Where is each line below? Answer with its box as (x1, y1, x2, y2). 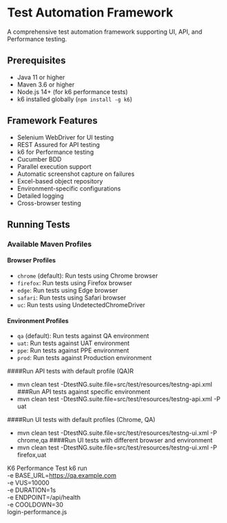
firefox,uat (17, 451, 47, 459)
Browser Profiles (7, 256, 56, 265)
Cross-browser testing (17, 199, 81, 207)
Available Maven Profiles (7, 239, 92, 249)
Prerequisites (7, 55, 66, 67)
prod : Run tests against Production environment (17, 354, 152, 362)
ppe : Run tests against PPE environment (17, 346, 129, 355)
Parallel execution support (17, 162, 91, 170)
